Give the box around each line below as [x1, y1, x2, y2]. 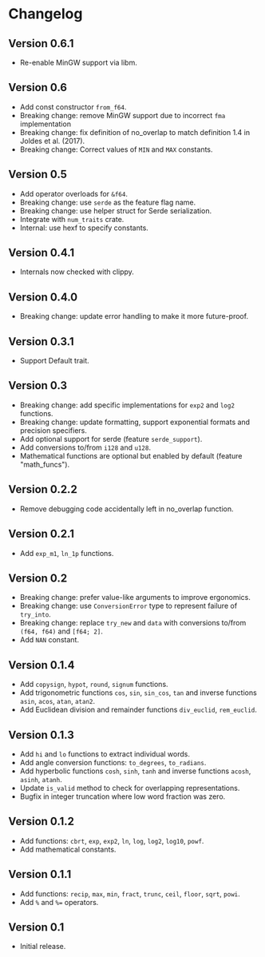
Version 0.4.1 [8, 246, 75, 260]
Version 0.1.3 [8, 728, 74, 741]
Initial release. [19, 942, 66, 951]
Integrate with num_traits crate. [19, 214, 125, 224]
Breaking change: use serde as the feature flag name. [19, 197, 196, 207]
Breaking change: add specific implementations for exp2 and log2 [19, 400, 235, 410]
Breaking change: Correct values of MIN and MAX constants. [19, 145, 213, 154]
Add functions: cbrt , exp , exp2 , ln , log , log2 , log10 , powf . [19, 836, 204, 845]
